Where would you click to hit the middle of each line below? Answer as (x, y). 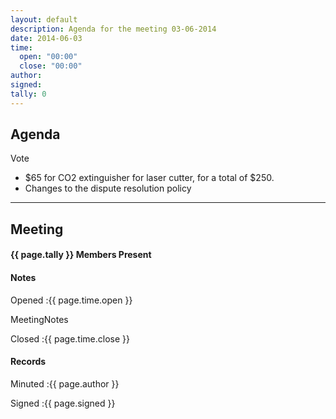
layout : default (44, 19)
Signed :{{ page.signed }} (63, 403)
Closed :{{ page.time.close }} (70, 338)
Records (28, 362)
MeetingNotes (39, 319)
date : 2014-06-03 (46, 38)
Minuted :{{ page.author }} (65, 383)
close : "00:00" (51, 66)
